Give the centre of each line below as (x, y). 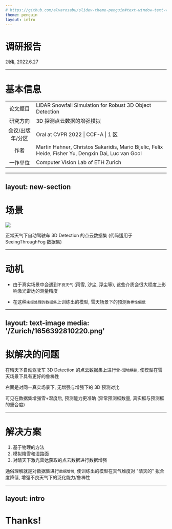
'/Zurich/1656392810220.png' (55, 331)
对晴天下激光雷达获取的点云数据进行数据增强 (60, 460)
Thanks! (23, 521)
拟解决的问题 (33, 355)
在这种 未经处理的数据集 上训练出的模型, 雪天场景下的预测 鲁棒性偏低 (79, 301)
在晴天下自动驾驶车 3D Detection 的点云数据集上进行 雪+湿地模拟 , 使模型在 (82, 370)
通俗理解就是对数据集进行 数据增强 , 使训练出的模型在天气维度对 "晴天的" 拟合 (85, 471)
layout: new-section (38, 187)
